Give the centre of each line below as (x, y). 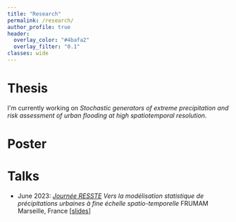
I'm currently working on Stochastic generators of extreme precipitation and (118, 107)
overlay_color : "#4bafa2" (52, 40)
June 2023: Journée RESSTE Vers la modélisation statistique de (111, 196)
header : (19, 34)
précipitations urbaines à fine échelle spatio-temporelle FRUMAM (113, 203)
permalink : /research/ (41, 21)
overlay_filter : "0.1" (47, 47)
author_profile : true (39, 27)
